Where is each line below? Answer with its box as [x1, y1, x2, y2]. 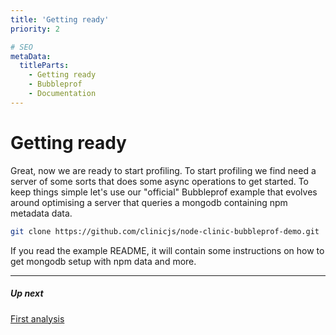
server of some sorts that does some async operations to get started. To [10, 175, 310, 187]
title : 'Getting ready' [10, 14, 110, 25]
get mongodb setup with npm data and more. [10, 255, 197, 267]
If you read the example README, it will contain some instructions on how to [10, 244, 325, 256]
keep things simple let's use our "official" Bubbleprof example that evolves [10, 186, 318, 198]
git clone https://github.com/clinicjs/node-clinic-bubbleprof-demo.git [10, 226, 320, 236]
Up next [10, 287, 44, 300]
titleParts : [19, 61, 70, 71]
